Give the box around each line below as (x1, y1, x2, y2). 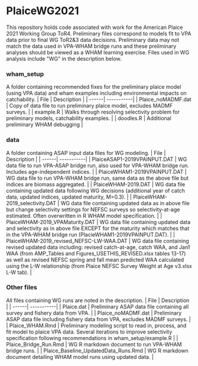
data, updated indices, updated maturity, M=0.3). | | (6, 193, 132, 200)
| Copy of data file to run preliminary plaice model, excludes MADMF (6, 102, 173, 109)
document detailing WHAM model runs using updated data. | (6, 353, 154, 360)
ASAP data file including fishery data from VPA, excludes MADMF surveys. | (6, 315, 191, 323)
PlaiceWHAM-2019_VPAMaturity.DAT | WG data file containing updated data (6, 218, 191, 225)
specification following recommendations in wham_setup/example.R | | (6, 334, 178, 341)
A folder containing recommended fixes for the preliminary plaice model (6, 83, 181, 90)
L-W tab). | (6, 268, 32, 276)
